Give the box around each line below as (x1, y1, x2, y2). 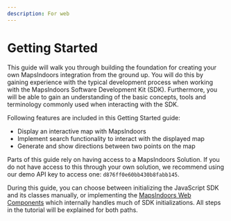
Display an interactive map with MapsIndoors (17, 126, 147, 136)
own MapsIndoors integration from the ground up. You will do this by (7, 70, 203, 79)
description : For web (7, 10, 70, 17)
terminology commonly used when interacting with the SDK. (7, 100, 179, 108)
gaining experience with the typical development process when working (7, 78, 214, 86)
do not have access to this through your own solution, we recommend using (7, 163, 224, 171)
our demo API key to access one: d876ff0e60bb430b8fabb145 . (7, 170, 180, 178)
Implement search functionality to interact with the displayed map (17, 134, 205, 142)
